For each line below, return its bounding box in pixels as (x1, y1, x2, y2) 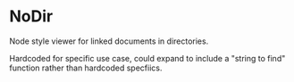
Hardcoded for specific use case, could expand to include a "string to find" (9, 53, 286, 63)
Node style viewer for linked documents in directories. (9, 36, 209, 46)
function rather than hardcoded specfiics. (9, 62, 163, 73)
